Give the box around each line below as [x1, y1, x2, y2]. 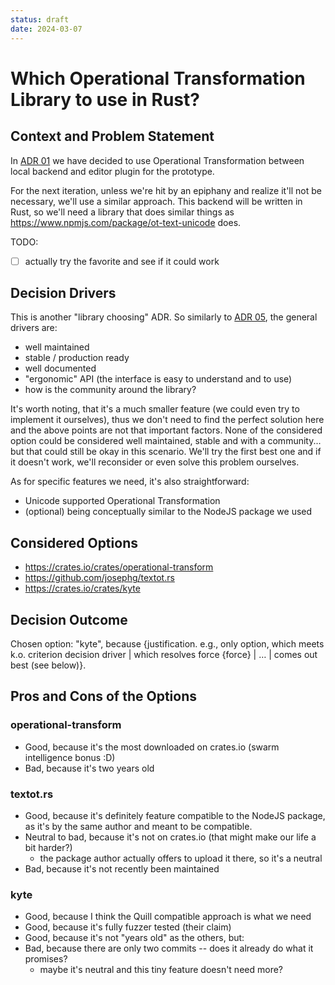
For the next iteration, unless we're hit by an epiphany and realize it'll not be [10, 184, 322, 196]
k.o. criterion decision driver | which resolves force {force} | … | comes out [10, 649, 318, 660]
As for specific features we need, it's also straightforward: [10, 476, 250, 488]
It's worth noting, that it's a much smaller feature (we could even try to [10, 403, 300, 415]
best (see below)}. [10, 659, 87, 671]
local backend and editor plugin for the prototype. [10, 165, 215, 177]
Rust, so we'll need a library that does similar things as [10, 206, 235, 218]
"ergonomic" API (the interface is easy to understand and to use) [24, 373, 293, 385]
